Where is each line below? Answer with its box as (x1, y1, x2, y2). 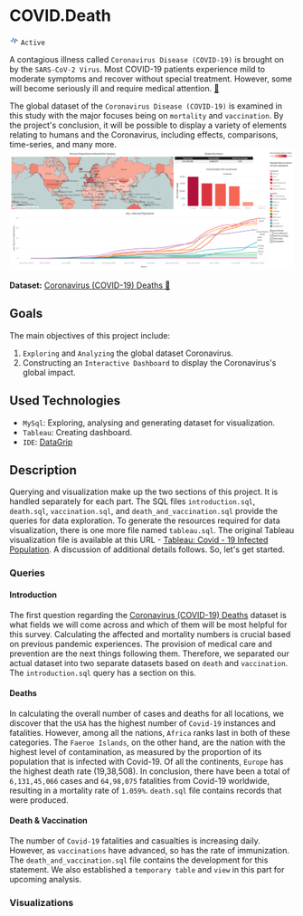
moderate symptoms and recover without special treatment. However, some (9, 73, 292, 84)
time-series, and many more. (9, 138, 118, 149)
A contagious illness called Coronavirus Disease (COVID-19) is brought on (9, 53, 285, 64)
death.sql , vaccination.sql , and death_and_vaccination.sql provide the (9, 506, 279, 517)
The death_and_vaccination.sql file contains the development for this (9, 854, 269, 865)
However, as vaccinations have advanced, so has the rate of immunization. (9, 844, 290, 855)
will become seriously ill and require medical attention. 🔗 (9, 82, 220, 93)
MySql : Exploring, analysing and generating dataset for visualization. (22, 417, 276, 428)
